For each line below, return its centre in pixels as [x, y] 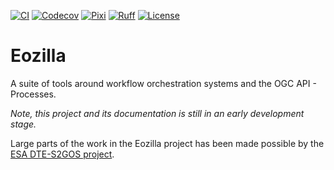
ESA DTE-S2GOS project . [62, 154]
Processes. [33, 94]
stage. [23, 124]
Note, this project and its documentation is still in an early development [157, 113]
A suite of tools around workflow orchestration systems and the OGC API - [163, 83]
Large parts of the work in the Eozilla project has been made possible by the [167, 143]
